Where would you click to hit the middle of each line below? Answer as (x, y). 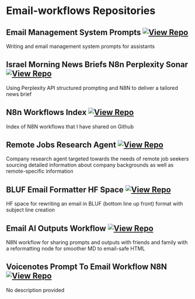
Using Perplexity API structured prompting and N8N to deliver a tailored (92, 88)
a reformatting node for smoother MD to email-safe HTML (76, 249)
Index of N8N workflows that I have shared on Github (70, 126)
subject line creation (31, 210)
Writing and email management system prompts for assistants (81, 46)
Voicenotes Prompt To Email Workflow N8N (87, 267)
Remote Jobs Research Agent (61, 145)
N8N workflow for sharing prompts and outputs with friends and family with (97, 242)
